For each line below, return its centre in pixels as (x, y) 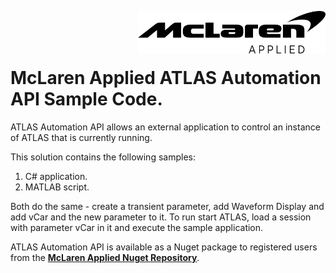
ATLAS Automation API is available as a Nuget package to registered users (164, 247)
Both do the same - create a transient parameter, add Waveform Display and (167, 206)
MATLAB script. (57, 187)
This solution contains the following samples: (103, 157)
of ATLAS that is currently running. (81, 137)
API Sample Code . (86, 99)
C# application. (56, 176)
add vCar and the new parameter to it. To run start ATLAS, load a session (161, 217)
